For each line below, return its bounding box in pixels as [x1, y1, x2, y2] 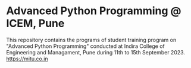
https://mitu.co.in [6, 55, 49, 62]
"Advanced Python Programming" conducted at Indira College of [6, 43, 165, 50]
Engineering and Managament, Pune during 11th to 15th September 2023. [6, 48, 186, 56]
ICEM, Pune [6, 17, 65, 30]
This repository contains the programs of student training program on [6, 36, 177, 43]
